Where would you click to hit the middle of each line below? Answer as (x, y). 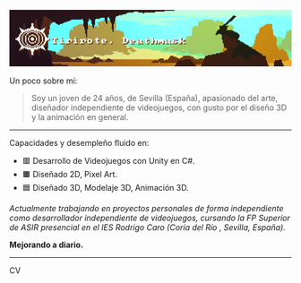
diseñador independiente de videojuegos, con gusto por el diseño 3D (159, 107)
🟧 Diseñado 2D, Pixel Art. (70, 174)
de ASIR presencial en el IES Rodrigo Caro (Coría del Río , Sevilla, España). (148, 227)
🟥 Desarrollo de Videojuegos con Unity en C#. (108, 160)
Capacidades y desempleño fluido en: (79, 142)
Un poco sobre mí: (43, 81)
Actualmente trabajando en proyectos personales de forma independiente (146, 208)
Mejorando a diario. (46, 244)
